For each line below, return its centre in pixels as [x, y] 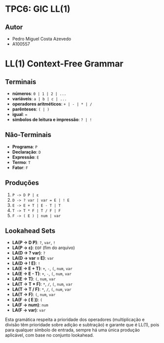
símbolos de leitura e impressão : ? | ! [52, 119]
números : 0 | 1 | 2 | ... [39, 93]
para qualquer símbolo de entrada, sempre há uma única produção [72, 330]
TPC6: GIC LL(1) [38, 9]
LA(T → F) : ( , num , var [34, 295]
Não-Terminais [28, 135]
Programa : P [25, 147]
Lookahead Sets [30, 231]
